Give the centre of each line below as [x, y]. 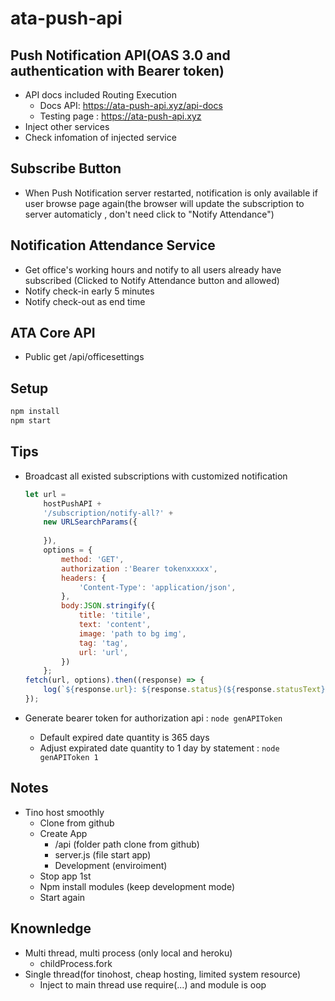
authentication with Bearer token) [117, 70]
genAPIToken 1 [69, 757]
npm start [31, 421]
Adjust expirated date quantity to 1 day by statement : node [159, 748]
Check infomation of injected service [100, 137]
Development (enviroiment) [111, 865]
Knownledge [51, 928]
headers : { [84, 578]
